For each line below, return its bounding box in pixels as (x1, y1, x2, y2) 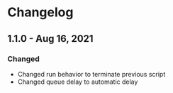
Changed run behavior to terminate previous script (17, 70, 166, 78)
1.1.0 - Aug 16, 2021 (7, 33, 94, 45)
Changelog (7, 4, 74, 21)
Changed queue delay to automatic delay (17, 77, 138, 86)
